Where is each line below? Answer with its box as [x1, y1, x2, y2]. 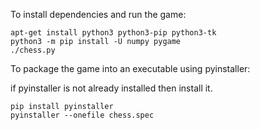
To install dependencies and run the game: [10, 9, 187, 20]
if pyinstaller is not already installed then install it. [10, 82, 213, 94]
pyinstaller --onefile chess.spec [10, 110, 155, 120]
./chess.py [10, 45, 56, 55]
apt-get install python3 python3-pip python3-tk [10, 28, 217, 38]
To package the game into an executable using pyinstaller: [10, 63, 251, 74]
